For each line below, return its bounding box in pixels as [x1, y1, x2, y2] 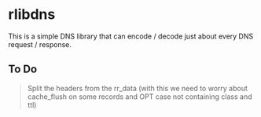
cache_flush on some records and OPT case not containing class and [27, 92, 252, 101]
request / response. [8, 39, 72, 49]
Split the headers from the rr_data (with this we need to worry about [27, 83, 248, 93]
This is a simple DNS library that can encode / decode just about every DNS [8, 31, 254, 41]
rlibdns [8, 5, 56, 24]
